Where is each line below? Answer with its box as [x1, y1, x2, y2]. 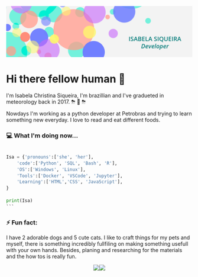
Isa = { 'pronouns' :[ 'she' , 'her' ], [6, 154, 94, 160]
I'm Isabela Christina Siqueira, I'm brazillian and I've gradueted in [6, 92, 164, 99]
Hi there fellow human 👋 [6, 72, 126, 85]
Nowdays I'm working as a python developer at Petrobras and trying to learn [6, 109, 192, 117]
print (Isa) [6, 198, 33, 204]
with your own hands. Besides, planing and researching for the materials [6, 247, 183, 254]
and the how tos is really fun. [6, 253, 77, 260]
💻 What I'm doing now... [6, 131, 79, 140]
